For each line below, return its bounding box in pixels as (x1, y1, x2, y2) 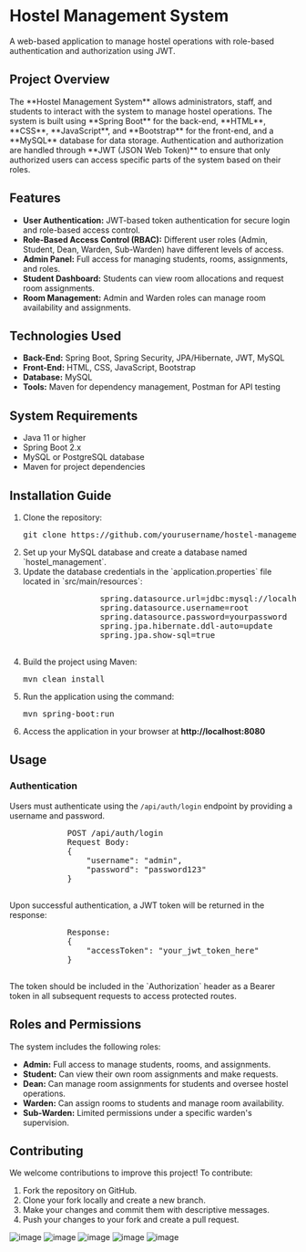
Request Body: (66, 837, 130, 847)
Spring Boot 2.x (22, 442, 82, 453)
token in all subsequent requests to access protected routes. (9, 990, 237, 1001)
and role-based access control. (22, 224, 141, 235)
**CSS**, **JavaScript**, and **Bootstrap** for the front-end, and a (9, 125, 274, 136)
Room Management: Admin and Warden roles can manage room (22, 292, 267, 303)
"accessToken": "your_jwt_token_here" (86, 945, 260, 955)
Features (9, 191, 61, 206)
